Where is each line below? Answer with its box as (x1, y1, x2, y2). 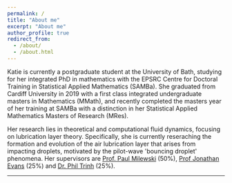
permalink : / (7, 10, 45, 17)
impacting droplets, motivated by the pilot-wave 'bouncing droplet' (7, 146, 197, 155)
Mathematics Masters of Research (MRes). (7, 111, 129, 119)
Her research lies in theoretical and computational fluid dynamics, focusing (7, 125, 221, 133)
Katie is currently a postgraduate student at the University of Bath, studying (7, 67, 222, 76)
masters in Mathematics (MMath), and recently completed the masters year (7, 97, 222, 105)
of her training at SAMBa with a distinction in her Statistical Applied (7, 104, 198, 113)
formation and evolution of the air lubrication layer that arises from (7, 139, 196, 148)
